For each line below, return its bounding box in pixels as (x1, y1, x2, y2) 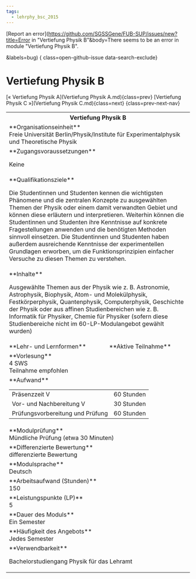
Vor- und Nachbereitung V (12, 400, 86, 408)
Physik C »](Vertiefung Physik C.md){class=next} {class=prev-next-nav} (6, 100, 180, 107)
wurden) (9, 327, 33, 335)
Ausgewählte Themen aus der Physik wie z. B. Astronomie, (9, 283, 170, 291)
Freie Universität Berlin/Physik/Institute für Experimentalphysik (9, 130, 181, 139)
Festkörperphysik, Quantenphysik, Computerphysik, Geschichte (9, 298, 184, 306)
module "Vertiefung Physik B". (6, 42, 79, 50)
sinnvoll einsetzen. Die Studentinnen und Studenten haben (9, 233, 169, 241)
